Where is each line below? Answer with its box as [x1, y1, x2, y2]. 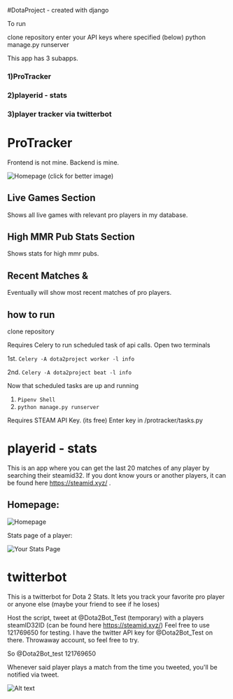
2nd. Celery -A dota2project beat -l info [7, 368, 132, 376]
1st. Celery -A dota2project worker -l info [7, 354, 135, 363]
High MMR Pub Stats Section [7, 230, 135, 242]
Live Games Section [7, 192, 96, 204]
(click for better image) [48, 172, 114, 180]
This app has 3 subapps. [7, 54, 78, 62]
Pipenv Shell [17, 396, 56, 403]
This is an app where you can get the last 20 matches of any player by [7, 464, 210, 472]
